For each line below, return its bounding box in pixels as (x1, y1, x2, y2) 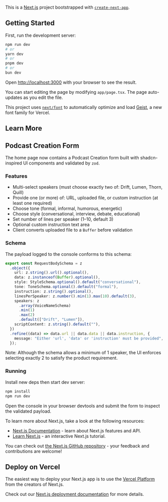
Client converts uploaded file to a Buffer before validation (12, 227, 133, 233)
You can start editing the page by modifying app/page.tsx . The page (5, 89, 147, 95)
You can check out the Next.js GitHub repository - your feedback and (5, 442, 150, 449)
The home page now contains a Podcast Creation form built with (5, 155, 140, 161)
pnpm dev (5, 61, 24, 66)
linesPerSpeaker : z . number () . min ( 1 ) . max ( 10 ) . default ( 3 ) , (14, 294, 137, 299)
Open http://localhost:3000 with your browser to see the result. (5, 79, 137, 85)
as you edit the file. (23, 94, 63, 100)
